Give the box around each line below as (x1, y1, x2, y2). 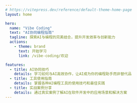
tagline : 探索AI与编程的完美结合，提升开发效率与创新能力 (9, 35, 116, 40)
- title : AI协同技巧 (9, 67, 49, 72)
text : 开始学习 (18, 48, 47, 54)
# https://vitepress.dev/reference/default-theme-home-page (5, 7, 133, 12)
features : (5, 62, 26, 67)
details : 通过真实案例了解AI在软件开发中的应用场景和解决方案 (14, 90, 128, 95)
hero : (5, 21, 16, 26)
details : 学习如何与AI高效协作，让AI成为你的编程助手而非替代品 (14, 72, 132, 77)
